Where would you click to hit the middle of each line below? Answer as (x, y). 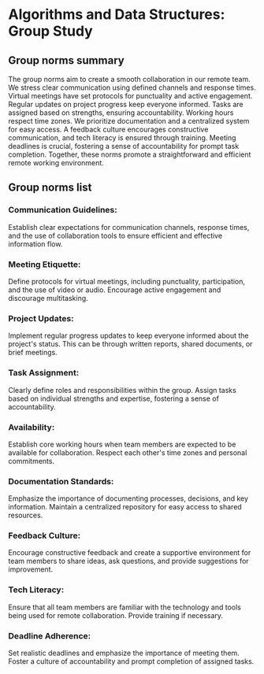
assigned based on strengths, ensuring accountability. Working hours (121, 113)
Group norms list (50, 188)
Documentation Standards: (61, 481)
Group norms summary (66, 60)
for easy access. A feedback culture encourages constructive (108, 129)
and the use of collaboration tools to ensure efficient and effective (115, 235)
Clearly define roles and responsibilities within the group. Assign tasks (122, 390)
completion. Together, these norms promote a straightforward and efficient (130, 154)
